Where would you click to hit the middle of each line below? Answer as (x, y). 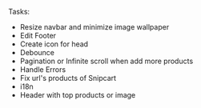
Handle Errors (43, 70)
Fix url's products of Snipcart (68, 78)
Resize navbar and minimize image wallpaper (94, 27)
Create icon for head (54, 44)
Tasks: (19, 12)
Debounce (37, 52)
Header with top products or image (78, 95)
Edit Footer (38, 36)
